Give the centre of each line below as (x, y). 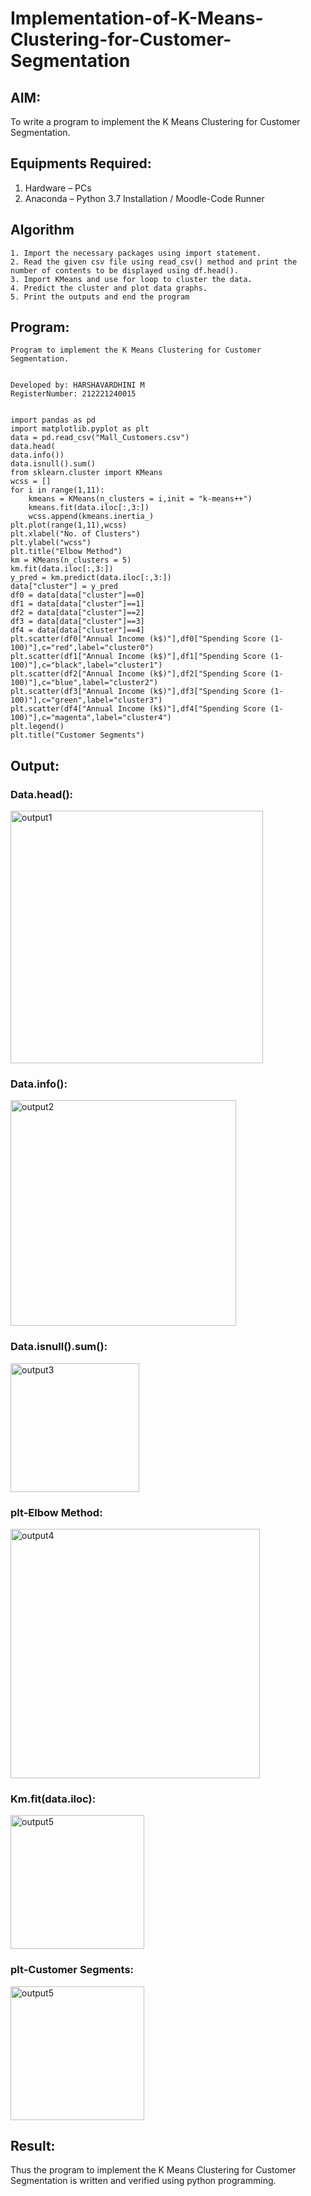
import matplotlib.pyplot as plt (80, 429)
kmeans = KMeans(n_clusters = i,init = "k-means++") (140, 499)
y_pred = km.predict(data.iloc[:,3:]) (91, 578)
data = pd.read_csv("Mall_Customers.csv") (100, 438)
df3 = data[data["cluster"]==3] (77, 622)
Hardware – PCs (58, 188)
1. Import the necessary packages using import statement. (136, 253)
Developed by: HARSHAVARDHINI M (77, 385)
